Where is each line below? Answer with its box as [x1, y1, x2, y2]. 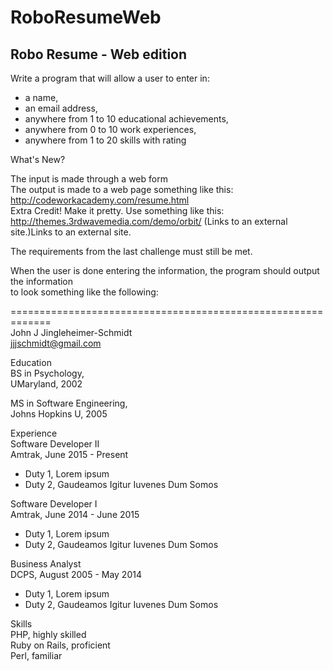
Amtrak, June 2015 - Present [10, 449, 129, 460]
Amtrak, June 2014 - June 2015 [10, 509, 140, 520]
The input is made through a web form [10, 173, 168, 185]
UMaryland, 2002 [10, 378, 83, 390]
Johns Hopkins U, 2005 [10, 408, 108, 420]
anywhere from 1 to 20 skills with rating [24, 134, 187, 146]
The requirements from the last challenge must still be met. [10, 246, 253, 257]
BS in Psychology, [10, 367, 85, 379]
